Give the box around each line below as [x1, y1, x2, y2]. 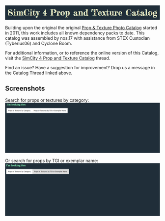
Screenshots [5, 84, 45, 92]
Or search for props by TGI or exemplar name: [5, 158, 98, 164]
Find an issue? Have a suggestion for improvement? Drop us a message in [5, 65, 155, 71]
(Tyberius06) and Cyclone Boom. [5, 40, 72, 47]
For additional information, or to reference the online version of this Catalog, [5, 50, 159, 56]
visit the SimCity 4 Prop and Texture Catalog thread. [5, 55, 110, 61]
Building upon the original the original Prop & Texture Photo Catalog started [5, 25, 158, 31]
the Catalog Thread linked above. [5, 70, 73, 76]
